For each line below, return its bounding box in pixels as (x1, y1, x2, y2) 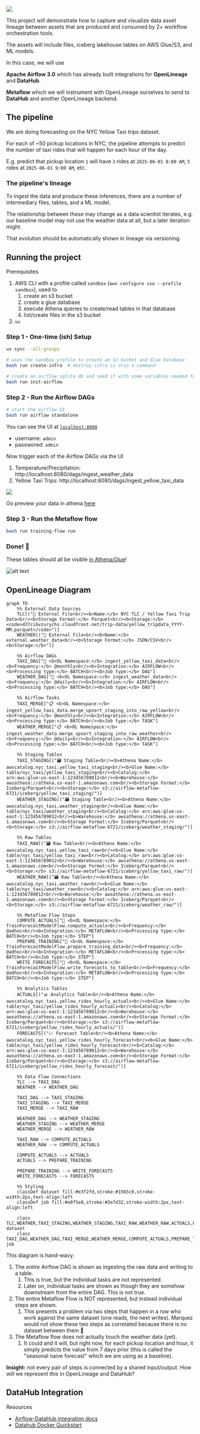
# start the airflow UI (6, 407, 65, 413)
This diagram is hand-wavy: (6, 1252, 74, 1259)
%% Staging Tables (17, 751, 62, 758)
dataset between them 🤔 (23, 1326, 85, 1334)
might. (6, 223, 22, 230)
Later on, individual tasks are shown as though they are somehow (23, 1282, 185, 1289)
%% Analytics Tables (17, 986, 68, 991)
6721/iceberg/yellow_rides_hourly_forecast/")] (6, 1063, 127, 1069)
